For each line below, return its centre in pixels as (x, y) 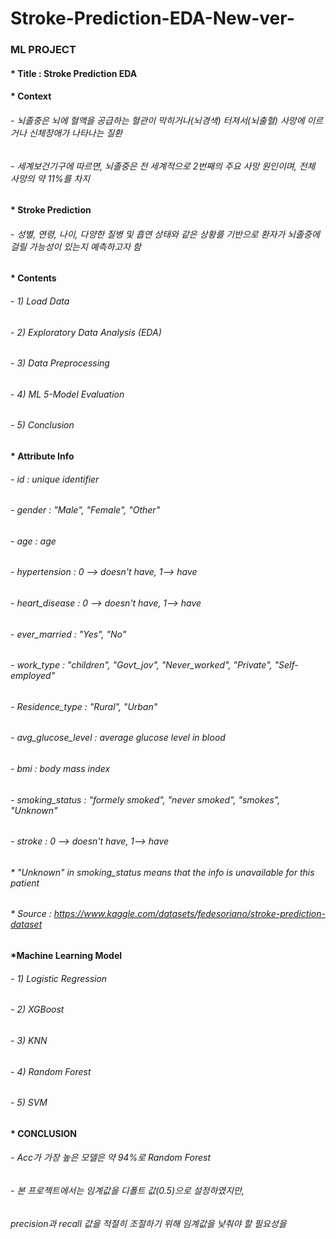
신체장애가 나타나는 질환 (75, 133)
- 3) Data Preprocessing (60, 363)
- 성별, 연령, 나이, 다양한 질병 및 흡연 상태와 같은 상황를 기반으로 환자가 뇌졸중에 (165, 234)
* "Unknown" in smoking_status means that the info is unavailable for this (162, 872)
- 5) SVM (29, 1103)
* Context (31, 96)
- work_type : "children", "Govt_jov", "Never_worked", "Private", (141, 665)
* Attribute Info (42, 456)
